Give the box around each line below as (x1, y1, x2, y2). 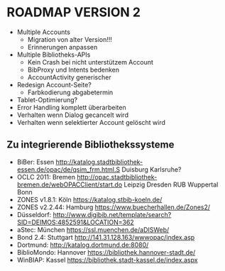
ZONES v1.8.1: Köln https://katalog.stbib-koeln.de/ (16, 195, 163, 204)
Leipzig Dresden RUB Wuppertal (124, 180, 219, 189)
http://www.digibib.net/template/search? (53, 210, 172, 219)
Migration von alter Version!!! (27, 35, 113, 43)
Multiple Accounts (16, 28, 70, 36)
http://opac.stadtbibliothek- (77, 172, 158, 181)
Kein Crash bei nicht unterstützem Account (27, 57, 154, 66)
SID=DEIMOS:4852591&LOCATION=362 (16, 218, 134, 226)
